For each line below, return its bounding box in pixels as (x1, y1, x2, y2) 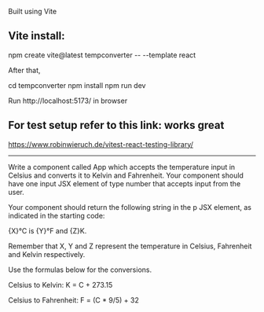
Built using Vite (8, 7, 57, 16)
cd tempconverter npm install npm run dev (8, 80, 146, 90)
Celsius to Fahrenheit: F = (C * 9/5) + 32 (8, 295, 139, 305)
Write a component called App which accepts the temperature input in (8, 162, 236, 171)
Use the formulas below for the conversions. (8, 265, 152, 274)
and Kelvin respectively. (8, 249, 86, 259)
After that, (8, 65, 41, 75)
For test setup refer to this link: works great (8, 119, 225, 132)
